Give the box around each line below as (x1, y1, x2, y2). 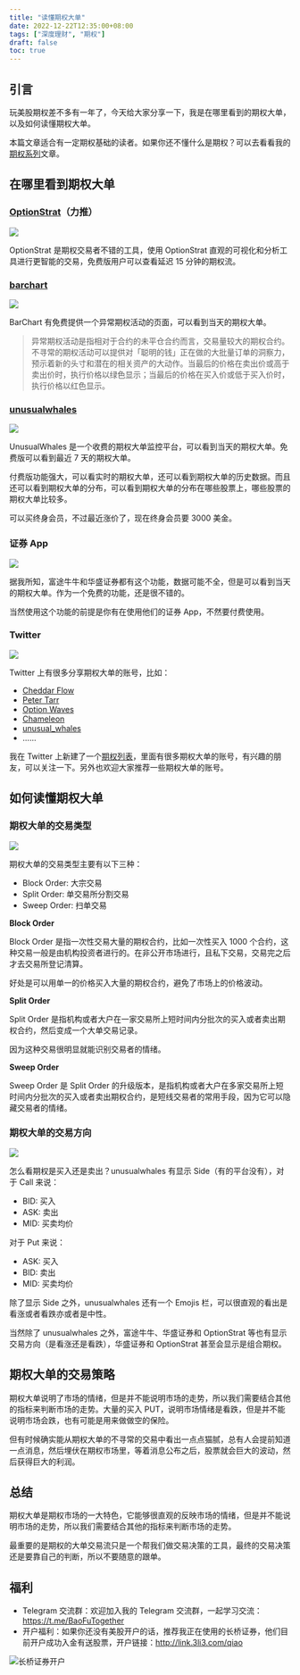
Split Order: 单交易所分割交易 (21, 888, 129, 899)
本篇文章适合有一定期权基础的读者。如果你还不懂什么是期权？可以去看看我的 (9, 137, 291, 147)
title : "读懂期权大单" (9, 12, 86, 22)
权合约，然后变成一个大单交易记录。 (9, 1024, 143, 1036)
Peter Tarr (21, 694, 60, 705)
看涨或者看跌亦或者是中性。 (9, 1308, 112, 1319)
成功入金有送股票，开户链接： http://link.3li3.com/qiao (46, 1637, 244, 1648)
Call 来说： (19, 1176, 60, 1187)
